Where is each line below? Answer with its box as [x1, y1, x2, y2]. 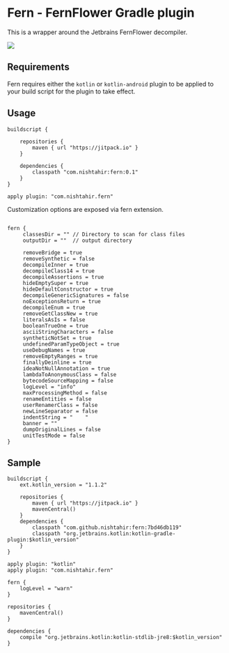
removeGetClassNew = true [22, 310, 98, 317]
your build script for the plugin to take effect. [7, 87, 136, 95]
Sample [7, 456, 41, 468]
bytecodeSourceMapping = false [22, 377, 113, 384]
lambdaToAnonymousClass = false [22, 371, 117, 378]
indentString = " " [22, 413, 89, 421]
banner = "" [22, 420, 58, 427]
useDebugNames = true [22, 346, 86, 353]
